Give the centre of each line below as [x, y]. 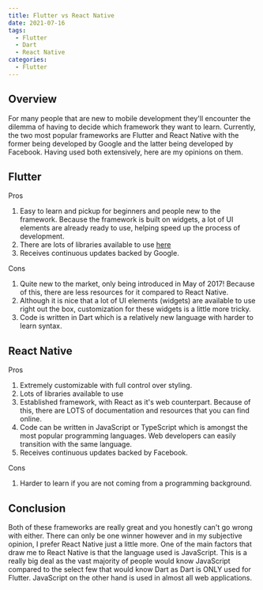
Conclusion [37, 508]
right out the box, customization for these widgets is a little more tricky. [135, 309]
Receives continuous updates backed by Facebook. [103, 453]
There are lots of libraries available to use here [95, 245]
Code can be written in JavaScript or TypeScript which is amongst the [133, 428]
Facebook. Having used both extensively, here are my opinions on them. [126, 152]
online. [30, 419]
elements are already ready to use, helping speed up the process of [130, 228]
